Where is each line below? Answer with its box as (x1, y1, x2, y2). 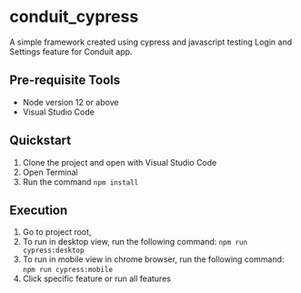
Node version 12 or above (22, 96, 119, 107)
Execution (9, 202, 68, 217)
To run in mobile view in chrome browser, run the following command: (22, 254, 285, 265)
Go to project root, (22, 227, 92, 237)
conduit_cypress (9, 6, 139, 27)
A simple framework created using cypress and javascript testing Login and (9, 36, 293, 47)
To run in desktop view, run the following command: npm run (22, 237, 248, 248)
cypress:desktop (22, 246, 85, 256)
